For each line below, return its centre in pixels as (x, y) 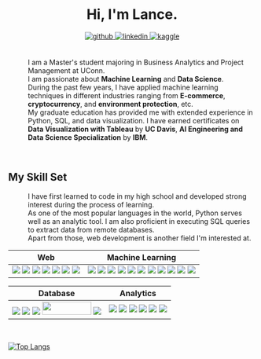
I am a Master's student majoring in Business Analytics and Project (136, 62)
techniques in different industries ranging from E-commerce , (127, 95)
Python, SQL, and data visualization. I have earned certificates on (134, 120)
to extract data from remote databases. (91, 229)
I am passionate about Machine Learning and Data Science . (126, 79)
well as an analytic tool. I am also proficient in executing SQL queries (139, 221)
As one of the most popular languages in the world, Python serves (135, 213)
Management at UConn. (66, 70)
